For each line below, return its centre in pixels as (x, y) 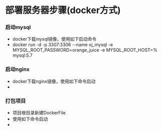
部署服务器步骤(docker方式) (63, 10)
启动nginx (18, 69)
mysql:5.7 (22, 55)
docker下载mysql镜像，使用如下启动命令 (54, 39)
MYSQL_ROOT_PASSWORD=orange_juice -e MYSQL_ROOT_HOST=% (85, 50)
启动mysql (18, 27)
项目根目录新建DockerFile (39, 113)
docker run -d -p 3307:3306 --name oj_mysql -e (63, 45)
